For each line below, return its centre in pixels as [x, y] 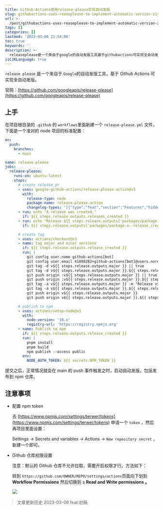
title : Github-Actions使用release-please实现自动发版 [57, 9]
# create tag [31, 234]
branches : [24, 149]
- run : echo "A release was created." [57, 212]
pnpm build [38, 347]
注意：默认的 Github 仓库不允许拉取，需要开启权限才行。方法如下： [79, 466]
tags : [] [14, 28]
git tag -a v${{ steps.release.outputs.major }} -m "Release [90, 284]
